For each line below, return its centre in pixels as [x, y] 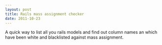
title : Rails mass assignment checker [45, 14]
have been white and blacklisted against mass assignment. [64, 37]
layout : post [18, 9]
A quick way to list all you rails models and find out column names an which [81, 32]
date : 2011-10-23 [23, 18]
